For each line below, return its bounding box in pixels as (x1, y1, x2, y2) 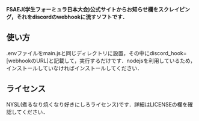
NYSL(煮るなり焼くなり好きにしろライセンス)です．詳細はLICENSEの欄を (6, 101, 188, 108)
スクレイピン (158, 6, 191, 13)
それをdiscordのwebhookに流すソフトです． (16, 13, 128, 20)
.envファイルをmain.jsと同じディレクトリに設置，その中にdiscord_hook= (6, 49, 187, 56)
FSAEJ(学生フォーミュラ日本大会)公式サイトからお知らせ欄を (6, 6, 159, 13)
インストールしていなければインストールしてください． (6, 64, 143, 71)
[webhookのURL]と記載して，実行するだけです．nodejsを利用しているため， (6, 57, 196, 64)
